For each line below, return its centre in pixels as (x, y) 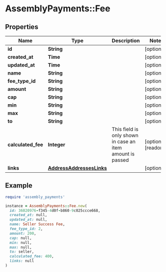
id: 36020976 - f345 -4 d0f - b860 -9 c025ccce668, (55, 210)
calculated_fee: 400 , (32, 256)
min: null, (21, 242)
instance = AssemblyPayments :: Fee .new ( (46, 206)
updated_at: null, (29, 220)
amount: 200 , (23, 233)
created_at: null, (29, 215)
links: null (22, 261)
